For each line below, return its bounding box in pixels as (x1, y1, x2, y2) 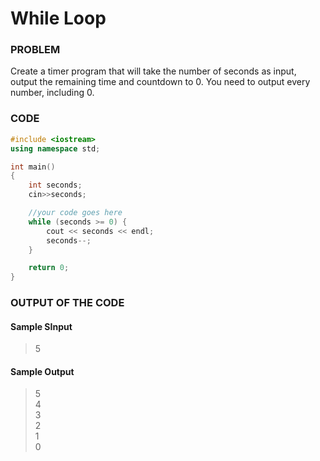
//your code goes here (28, 208, 123, 218)
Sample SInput (10, 320, 73, 332)
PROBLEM (10, 43, 61, 57)
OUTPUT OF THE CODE (10, 296, 125, 310)
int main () (10, 162, 56, 172)
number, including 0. (10, 87, 95, 99)
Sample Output (10, 365, 75, 377)
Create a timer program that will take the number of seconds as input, (10, 65, 297, 77)
